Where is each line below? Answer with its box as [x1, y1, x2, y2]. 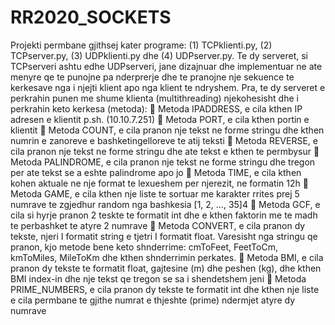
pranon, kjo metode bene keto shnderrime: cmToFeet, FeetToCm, [10, 241, 278, 253]
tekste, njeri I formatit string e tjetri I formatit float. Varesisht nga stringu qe [10, 230, 318, 242]
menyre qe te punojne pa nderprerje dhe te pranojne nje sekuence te [10, 71, 295, 83]
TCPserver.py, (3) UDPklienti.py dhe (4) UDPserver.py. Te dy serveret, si [10, 49, 308, 61]
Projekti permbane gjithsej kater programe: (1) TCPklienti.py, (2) [10, 39, 273, 51]
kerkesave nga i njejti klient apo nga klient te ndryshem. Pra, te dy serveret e [10, 81, 326, 93]
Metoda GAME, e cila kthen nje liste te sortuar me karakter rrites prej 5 [10, 187, 300, 200]
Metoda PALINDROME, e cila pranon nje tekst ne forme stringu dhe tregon [10, 156, 316, 168]
